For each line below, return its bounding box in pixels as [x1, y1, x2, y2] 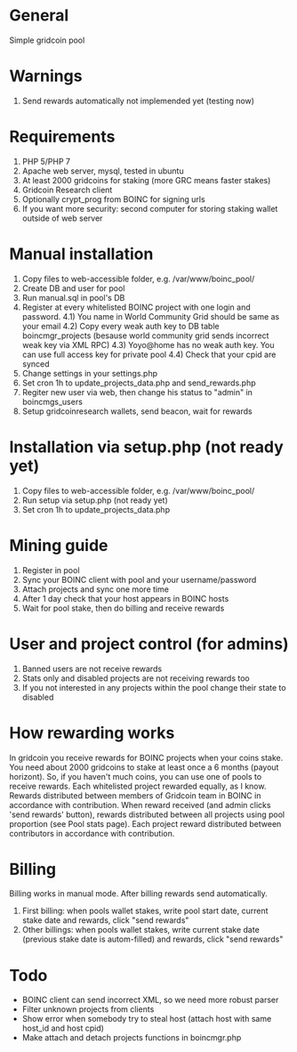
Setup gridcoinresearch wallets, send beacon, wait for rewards [21, 406, 253, 417]
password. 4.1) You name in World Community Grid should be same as [21, 311, 280, 321]
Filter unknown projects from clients [21, 1004, 155, 1015]
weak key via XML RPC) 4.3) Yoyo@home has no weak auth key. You [21, 339, 275, 350]
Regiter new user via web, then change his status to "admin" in [21, 386, 253, 397]
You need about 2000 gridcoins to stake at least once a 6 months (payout [9, 762, 279, 773]
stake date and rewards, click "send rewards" [21, 915, 189, 926]
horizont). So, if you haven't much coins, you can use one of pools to [9, 771, 262, 781]
